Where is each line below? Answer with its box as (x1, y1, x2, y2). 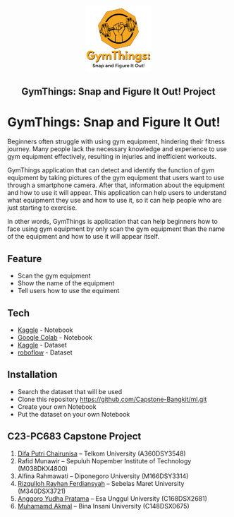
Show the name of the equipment (17, 279, 115, 287)
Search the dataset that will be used (17, 387, 123, 396)
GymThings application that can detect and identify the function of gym (7, 166, 215, 174)
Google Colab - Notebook (17, 333, 93, 341)
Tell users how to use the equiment (17, 287, 120, 295)
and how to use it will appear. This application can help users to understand (7, 189, 227, 197)
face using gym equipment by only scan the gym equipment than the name (7, 225, 226, 233)
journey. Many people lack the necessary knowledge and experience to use (7, 145, 228, 153)
